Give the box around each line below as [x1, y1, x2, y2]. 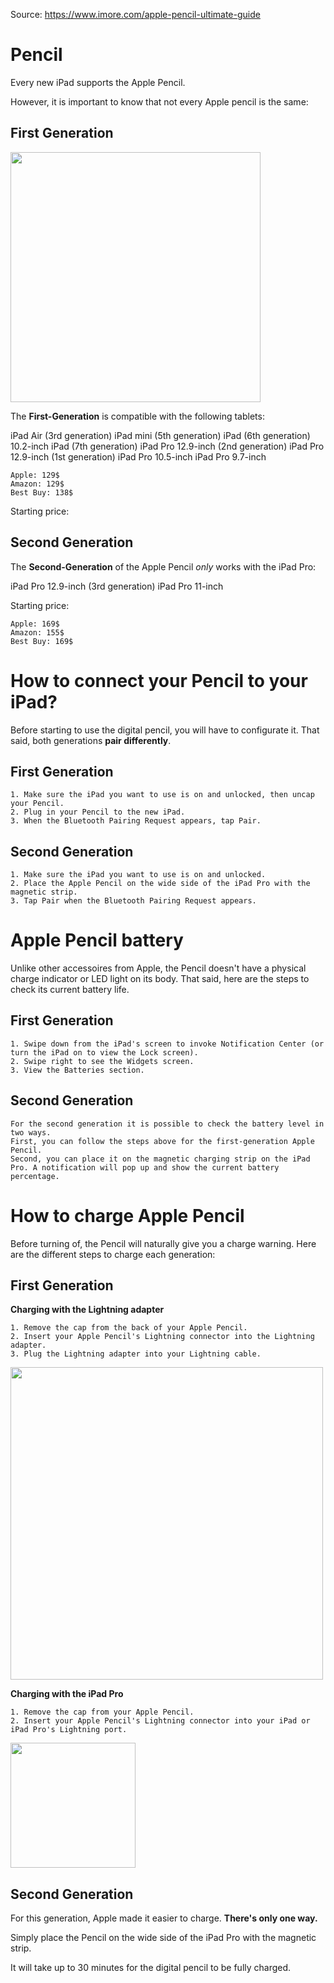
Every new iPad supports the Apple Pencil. [10, 76, 186, 88]
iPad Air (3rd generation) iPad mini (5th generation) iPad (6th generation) [10, 429, 311, 441]
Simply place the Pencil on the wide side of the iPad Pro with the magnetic [10, 1932, 317, 1944]
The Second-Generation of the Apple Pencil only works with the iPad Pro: [10, 560, 317, 573]
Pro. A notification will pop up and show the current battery [10, 1162, 280, 1173]
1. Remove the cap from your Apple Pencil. [10, 1707, 195, 1718]
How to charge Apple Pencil [10, 1204, 245, 1227]
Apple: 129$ [10, 470, 60, 480]
